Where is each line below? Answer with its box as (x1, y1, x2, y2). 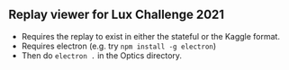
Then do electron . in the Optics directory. (21, 49, 182, 61)
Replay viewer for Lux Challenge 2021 (8, 7, 225, 22)
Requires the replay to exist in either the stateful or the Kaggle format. (21, 31, 281, 41)
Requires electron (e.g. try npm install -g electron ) (21, 40, 217, 51)
